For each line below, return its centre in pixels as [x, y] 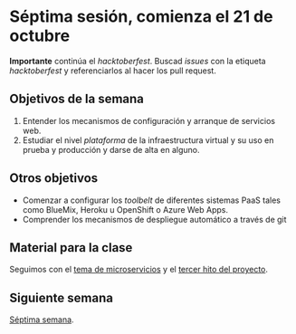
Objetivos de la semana [77, 99]
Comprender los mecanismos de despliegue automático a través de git [154, 219]
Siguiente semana [61, 297]
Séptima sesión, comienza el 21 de [141, 17]
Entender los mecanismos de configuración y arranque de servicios [149, 120]
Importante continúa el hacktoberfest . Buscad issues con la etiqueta [138, 61]
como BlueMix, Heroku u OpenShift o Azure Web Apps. [125, 209]
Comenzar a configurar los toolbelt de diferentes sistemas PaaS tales [151, 200]
